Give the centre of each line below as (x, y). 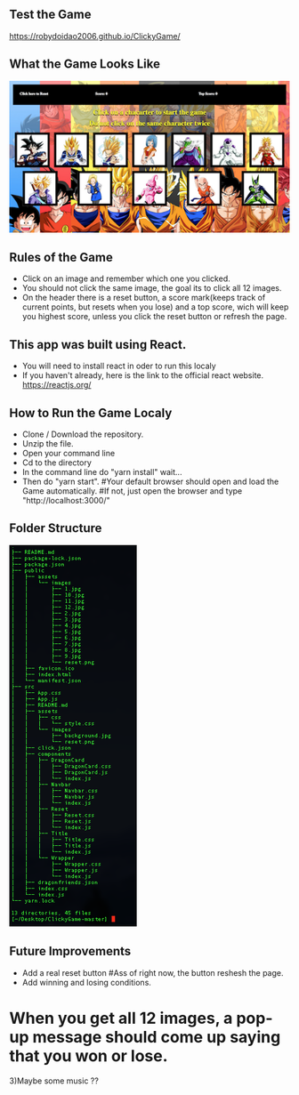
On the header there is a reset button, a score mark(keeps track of (144, 298)
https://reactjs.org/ (57, 385)
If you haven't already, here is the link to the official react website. (143, 375)
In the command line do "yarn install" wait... (102, 472)
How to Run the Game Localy (91, 413)
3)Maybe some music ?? (54, 1081)
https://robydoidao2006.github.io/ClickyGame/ (95, 36)
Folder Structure (56, 528)
